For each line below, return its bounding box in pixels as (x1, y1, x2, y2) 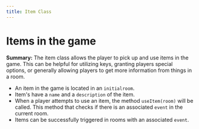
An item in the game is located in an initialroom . (14, 84, 135, 92)
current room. (14, 109, 49, 117)
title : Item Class (6, 8, 52, 15)
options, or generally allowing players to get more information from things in (6, 67, 192, 74)
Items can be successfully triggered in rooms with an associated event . (14, 116, 189, 123)
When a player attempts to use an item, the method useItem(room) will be (14, 97, 194, 104)
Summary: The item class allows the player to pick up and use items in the (6, 54, 189, 61)
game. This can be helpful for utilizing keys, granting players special (6, 60, 173, 67)
